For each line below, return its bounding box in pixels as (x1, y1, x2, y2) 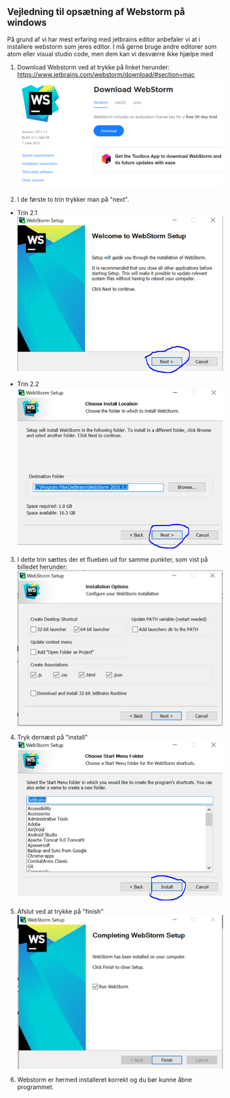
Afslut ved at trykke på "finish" (16, 907, 104, 915)
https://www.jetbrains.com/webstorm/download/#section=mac (16, 70, 195, 78)
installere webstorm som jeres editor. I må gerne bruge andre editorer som (7, 42, 217, 51)
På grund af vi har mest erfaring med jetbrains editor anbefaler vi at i (7, 35, 201, 43)
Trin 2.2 (16, 380, 40, 388)
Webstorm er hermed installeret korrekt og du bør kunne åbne (16, 1075, 192, 1084)
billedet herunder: (16, 562, 68, 571)
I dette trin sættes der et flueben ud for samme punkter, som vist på (16, 555, 208, 563)
